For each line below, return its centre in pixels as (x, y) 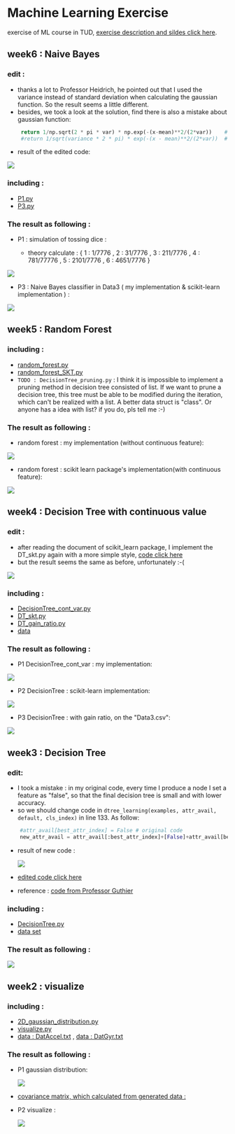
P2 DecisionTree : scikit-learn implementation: (84, 691)
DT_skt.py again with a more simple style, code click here (100, 554)
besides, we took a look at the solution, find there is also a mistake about (122, 112)
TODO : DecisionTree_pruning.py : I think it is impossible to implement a (120, 379)
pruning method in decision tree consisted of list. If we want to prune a (119, 387)
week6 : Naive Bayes (54, 54)
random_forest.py (43, 365)
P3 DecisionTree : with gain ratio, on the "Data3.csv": (94, 717)
